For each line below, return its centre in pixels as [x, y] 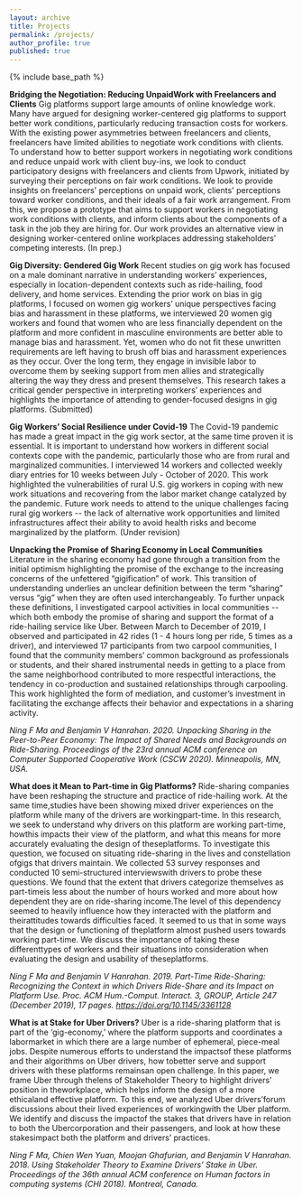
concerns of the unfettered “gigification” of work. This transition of [133, 579]
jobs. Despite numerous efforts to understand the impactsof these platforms [151, 1052]
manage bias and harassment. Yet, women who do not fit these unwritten [145, 342]
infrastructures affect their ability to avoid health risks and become [133, 523]
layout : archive [40, 18]
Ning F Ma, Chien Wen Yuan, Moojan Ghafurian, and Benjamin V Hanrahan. [151, 1156]
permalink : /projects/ [52, 34]
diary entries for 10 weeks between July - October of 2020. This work [139, 475]
